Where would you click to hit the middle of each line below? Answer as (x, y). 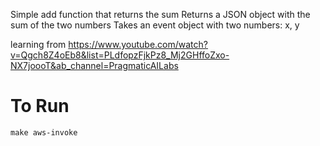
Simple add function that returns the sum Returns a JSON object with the (160, 14)
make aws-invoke (44, 132)
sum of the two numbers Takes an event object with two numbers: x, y (155, 25)
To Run (40, 106)
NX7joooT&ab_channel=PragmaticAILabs (94, 65)
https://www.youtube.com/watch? (138, 44)
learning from (38, 44)
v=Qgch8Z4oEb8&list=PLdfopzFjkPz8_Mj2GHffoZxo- (120, 55)
